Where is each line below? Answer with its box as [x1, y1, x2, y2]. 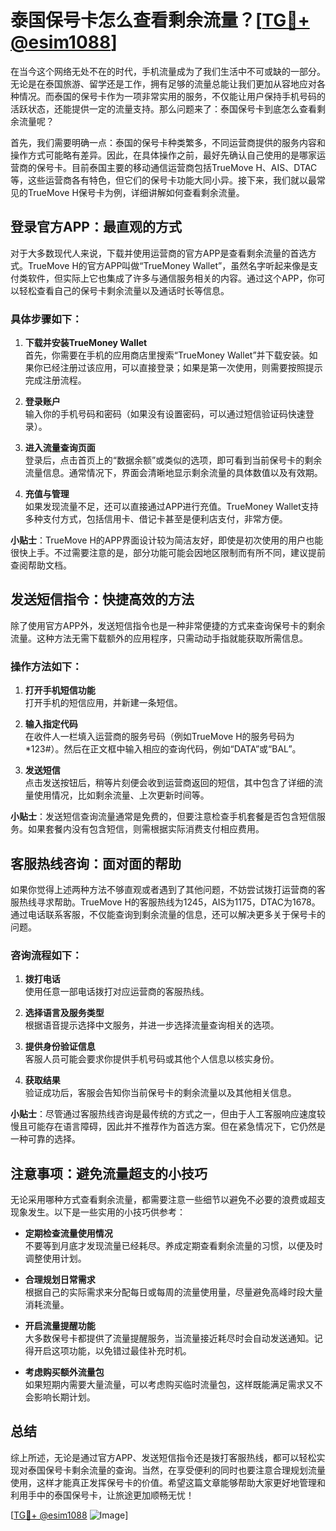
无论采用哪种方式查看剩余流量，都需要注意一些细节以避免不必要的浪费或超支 [10, 1194, 326, 1206]
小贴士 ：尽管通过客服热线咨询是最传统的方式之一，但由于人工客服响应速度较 [10, 1108, 326, 1120]
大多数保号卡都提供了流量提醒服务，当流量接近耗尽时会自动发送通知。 [24, 1332, 315, 1345]
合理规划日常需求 [24, 1274, 96, 1286]
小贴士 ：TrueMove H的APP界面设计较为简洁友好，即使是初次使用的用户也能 [10, 534, 324, 546]
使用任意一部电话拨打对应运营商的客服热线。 [24, 986, 210, 998]
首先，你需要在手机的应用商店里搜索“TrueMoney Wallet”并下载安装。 [24, 349, 310, 361]
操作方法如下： [10, 659, 83, 673]
